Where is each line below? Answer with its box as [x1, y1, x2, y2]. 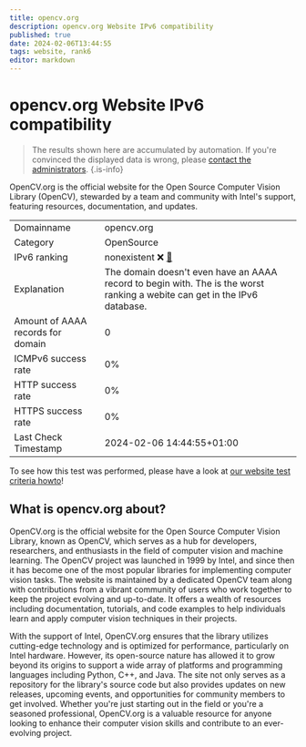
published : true [9, 30, 71, 39]
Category [14, 236, 55, 249]
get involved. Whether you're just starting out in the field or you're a [9, 698, 264, 709]
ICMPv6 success [14, 352, 87, 364]
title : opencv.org [9, 13, 79, 23]
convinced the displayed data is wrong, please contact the [31, 154, 252, 165]
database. [104, 300, 148, 312]
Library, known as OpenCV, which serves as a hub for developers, [9, 535, 258, 547]
